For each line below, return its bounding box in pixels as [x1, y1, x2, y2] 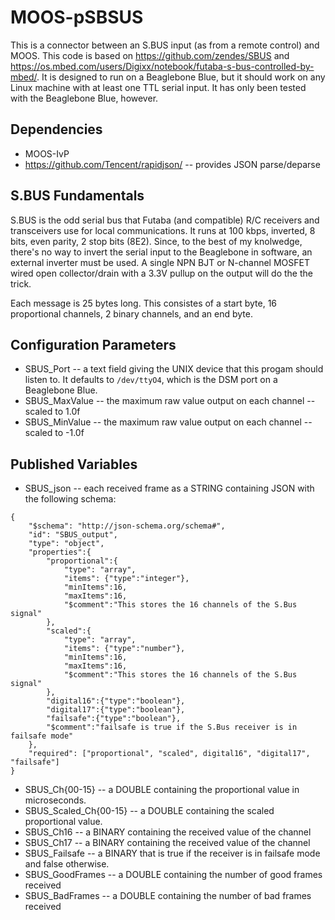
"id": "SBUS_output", [28, 530, 118, 540]
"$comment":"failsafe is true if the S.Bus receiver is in [46, 722, 298, 733]
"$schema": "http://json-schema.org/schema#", [28, 521, 226, 531]
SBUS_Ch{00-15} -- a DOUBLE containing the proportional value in [24, 784, 300, 796]
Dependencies [10, 121, 103, 138]
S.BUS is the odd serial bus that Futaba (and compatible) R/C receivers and [10, 214, 320, 226]
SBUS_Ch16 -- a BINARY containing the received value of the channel [24, 826, 312, 838]
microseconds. [24, 794, 87, 806]
